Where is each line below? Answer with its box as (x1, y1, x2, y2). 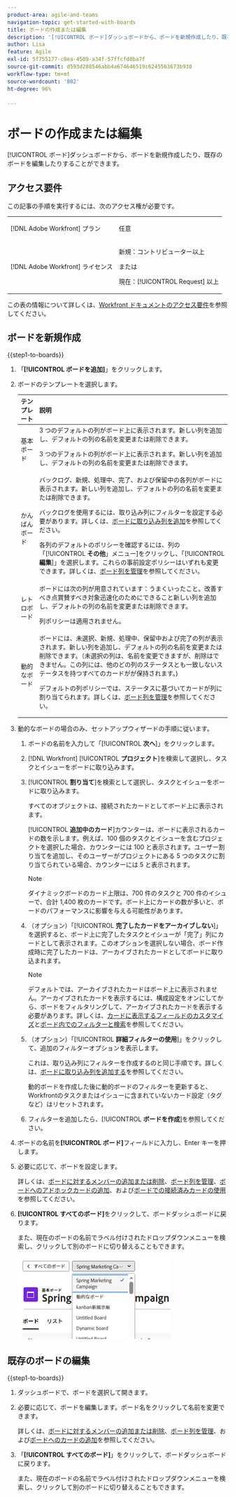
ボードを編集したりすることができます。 (7, 159, 124, 168)
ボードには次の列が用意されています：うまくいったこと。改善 (39, 584, 217, 592)
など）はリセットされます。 (27, 1100, 108, 1108)
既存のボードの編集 (7, 1355, 90, 1367)
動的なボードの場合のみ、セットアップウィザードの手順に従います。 (17, 724, 213, 733)
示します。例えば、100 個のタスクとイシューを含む (52, 834, 199, 842)
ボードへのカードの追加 (29, 1436, 98, 1444)
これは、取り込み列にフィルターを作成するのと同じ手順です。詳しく (27, 1059, 224, 1067)
